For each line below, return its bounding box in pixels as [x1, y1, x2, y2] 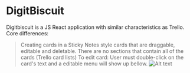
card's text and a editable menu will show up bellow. [20, 60, 148, 67]
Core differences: [6, 29, 49, 36]
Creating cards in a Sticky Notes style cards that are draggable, [20, 41, 175, 48]
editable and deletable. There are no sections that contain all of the [20, 47, 184, 54]
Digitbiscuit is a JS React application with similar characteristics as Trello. [6, 24, 185, 31]
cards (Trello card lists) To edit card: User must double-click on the [20, 54, 184, 61]
